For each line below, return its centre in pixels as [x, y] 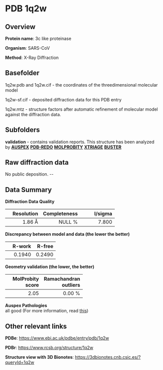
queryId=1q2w [20, 363]
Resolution [25, 214]
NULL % [68, 222]
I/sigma [103, 214]
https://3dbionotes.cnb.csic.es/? [108, 357]
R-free [45, 247]
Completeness [60, 214]
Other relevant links [36, 326]
